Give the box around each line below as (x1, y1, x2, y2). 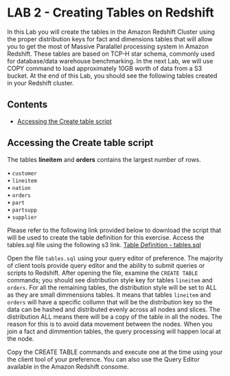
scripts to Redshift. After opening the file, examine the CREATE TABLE (7, 269, 198, 277)
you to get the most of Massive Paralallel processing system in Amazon (7, 42, 209, 50)
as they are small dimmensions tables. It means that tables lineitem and (7, 291, 211, 299)
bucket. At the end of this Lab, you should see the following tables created (7, 71, 218, 80)
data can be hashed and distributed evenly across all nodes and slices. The (7, 305, 220, 313)
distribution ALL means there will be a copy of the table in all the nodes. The (7, 312, 222, 321)
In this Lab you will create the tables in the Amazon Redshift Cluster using (7, 28, 215, 36)
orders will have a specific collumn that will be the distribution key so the (7, 297, 213, 306)
